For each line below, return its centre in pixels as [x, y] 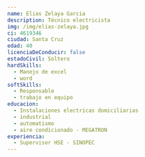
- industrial [32, 117]
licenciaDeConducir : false [46, 53]
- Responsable [34, 91]
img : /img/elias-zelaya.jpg [48, 26]
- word [23, 78]
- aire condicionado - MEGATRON [61, 130]
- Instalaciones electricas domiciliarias [76, 110]
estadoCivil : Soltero [39, 59]
